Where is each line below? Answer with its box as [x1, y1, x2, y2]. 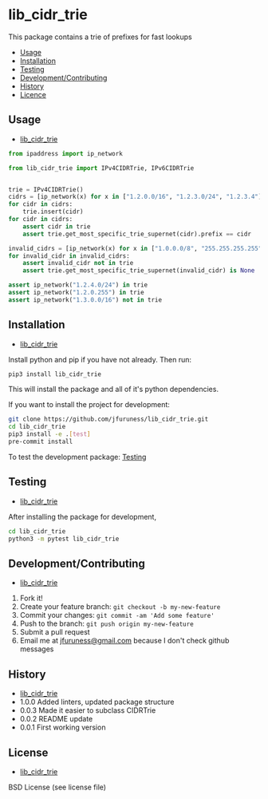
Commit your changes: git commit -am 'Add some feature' [19, 611, 215, 620]
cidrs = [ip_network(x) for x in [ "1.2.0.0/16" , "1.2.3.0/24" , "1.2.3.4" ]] [8, 193, 266, 201]
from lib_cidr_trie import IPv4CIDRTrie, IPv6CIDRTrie [8, 164, 195, 172]
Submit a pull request [19, 627, 90, 637]
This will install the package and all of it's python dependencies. [8, 385, 219, 394]
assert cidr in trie [22, 222, 91, 231]
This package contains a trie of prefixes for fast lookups [8, 32, 193, 42]
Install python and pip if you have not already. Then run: [8, 354, 191, 364]
